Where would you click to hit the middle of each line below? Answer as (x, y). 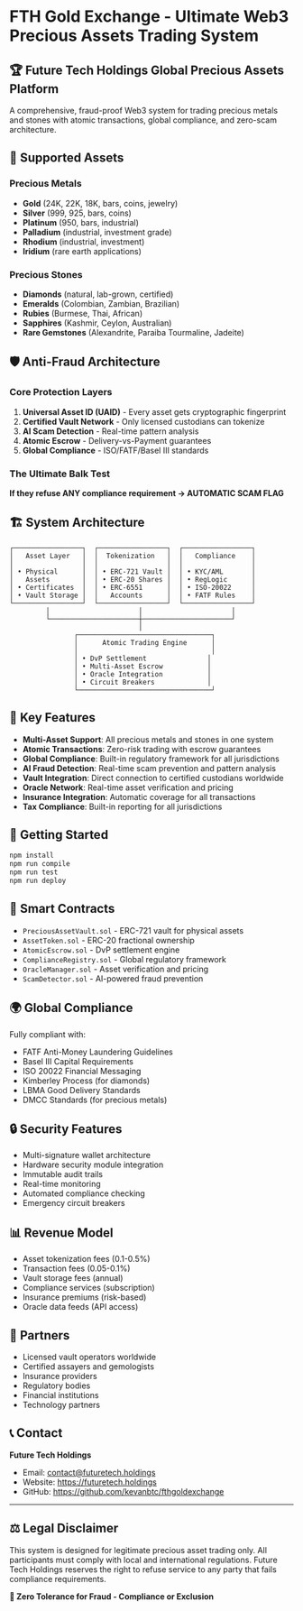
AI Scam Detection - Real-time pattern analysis (110, 431)
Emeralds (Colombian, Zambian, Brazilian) (101, 303)
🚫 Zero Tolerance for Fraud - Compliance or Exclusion (112, 1596)
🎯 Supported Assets (67, 158)
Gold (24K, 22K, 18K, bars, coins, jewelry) (100, 203)
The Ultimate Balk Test (60, 474)
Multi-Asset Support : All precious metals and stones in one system (148, 739)
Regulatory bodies (56, 1385)
